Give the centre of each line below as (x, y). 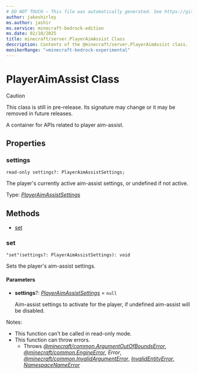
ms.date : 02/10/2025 (32, 34)
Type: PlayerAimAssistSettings (43, 195)
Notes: (14, 322)
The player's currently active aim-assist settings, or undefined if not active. (97, 183)
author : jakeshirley (32, 17)
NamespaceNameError (52, 365)
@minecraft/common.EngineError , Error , (72, 352)
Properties (26, 143)
